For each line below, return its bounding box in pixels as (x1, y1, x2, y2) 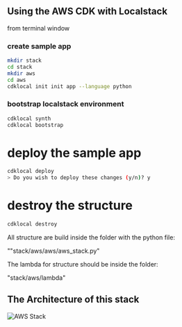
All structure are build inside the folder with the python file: (7, 233, 176, 242)
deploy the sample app (7, 145, 142, 160)
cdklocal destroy (7, 221, 58, 228)
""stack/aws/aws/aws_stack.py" (7, 246, 100, 255)
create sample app (7, 41, 72, 51)
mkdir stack (7, 57, 42, 65)
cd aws (7, 76, 26, 83)
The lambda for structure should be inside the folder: (7, 260, 158, 269)
